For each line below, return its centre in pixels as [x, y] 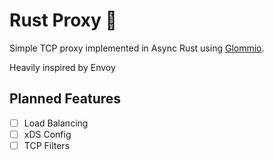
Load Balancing [56, 123]
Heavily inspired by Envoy [62, 67]
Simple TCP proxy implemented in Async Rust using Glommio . [137, 48]
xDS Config [47, 134]
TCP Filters [47, 145]
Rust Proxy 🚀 [63, 20]
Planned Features [65, 99]
